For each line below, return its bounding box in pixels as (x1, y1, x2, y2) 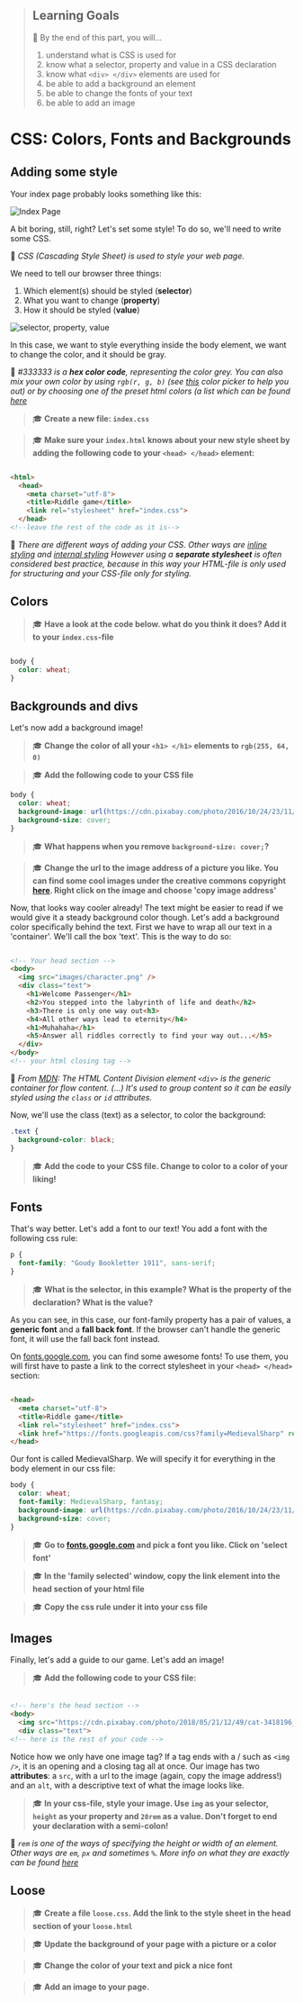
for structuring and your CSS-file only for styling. (10, 567, 192, 578)
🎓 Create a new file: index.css (31, 412, 150, 423)
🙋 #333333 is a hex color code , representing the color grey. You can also (10, 366, 284, 377)
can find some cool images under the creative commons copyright (31, 875, 287, 886)
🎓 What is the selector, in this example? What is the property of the (31, 1284, 292, 1294)
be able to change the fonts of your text (45, 87, 193, 98)
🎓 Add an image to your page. (31, 1981, 150, 1992)
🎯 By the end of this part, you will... (31, 32, 163, 42)
